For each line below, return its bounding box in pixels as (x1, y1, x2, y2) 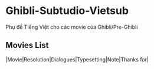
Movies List (5, 40, 49, 50)
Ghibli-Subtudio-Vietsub (5, 4, 129, 18)
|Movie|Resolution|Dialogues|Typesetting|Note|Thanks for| (5, 56, 149, 63)
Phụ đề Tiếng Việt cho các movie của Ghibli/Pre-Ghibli (5, 23, 138, 30)
